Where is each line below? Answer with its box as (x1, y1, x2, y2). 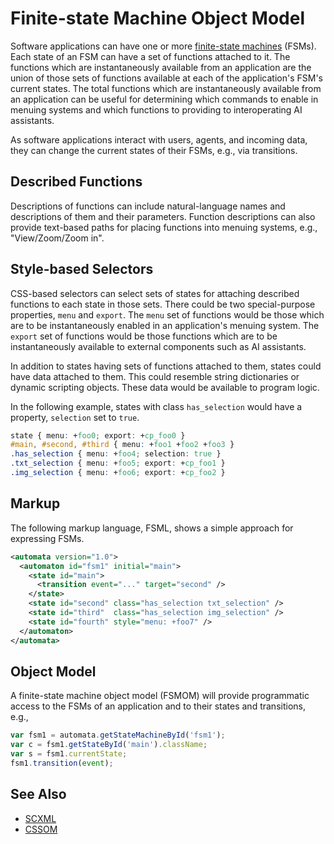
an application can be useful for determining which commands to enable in (10, 93, 319, 105)
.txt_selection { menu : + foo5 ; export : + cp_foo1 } (10, 458, 226, 469)
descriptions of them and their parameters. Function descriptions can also (10, 210, 316, 222)
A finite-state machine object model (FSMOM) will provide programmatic (10, 690, 310, 702)
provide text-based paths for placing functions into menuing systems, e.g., (10, 221, 318, 233)
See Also (10, 786, 67, 803)
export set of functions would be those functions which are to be (10, 330, 278, 342)
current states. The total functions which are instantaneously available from (10, 82, 322, 94)
